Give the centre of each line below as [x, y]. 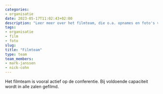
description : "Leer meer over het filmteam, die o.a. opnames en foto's [80, 23]
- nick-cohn [17, 68]
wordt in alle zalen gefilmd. [32, 87]
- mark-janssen [20, 63]
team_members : [19, 59]
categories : [17, 9]
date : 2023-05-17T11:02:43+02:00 [39, 18]
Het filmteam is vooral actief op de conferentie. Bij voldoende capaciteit [77, 81]
